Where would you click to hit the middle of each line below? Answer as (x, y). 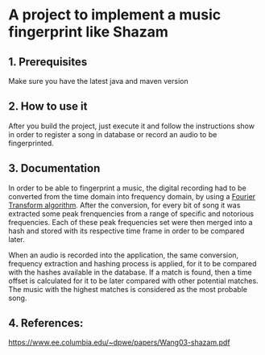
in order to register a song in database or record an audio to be (113, 134)
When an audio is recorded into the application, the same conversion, (124, 255)
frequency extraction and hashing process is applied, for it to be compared (132, 263)
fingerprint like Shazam (89, 32)
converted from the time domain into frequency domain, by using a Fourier (132, 196)
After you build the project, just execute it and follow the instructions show (132, 126)
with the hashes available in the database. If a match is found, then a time (130, 272)
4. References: (46, 323)
